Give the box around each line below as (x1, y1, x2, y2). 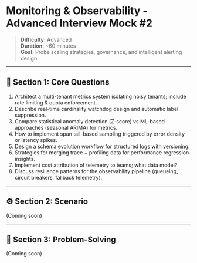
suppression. (14, 112, 46, 119)
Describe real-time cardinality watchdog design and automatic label (14, 105, 179, 112)
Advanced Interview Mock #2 (6, 16, 153, 30)
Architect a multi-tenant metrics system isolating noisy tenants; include (14, 93, 186, 100)
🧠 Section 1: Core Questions (6, 77, 110, 87)
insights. (14, 155, 35, 162)
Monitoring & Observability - (6, 4, 148, 18)
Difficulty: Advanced (20, 36, 72, 43)
